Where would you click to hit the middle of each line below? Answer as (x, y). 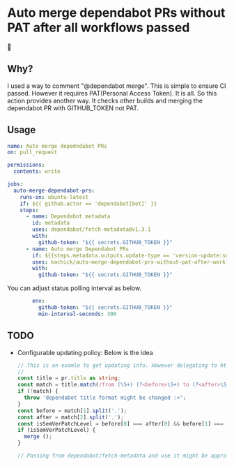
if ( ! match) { (38, 391)
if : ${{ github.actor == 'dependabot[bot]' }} (88, 204)
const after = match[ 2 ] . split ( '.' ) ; (70, 417)
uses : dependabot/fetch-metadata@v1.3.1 (92, 230)
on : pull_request (32, 152)
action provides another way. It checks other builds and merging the (105, 100)
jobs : (15, 184)
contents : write (37, 172)
